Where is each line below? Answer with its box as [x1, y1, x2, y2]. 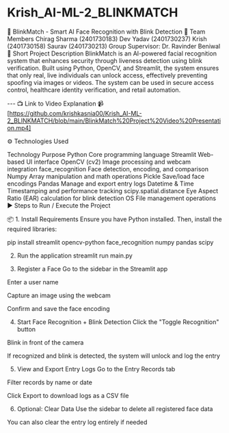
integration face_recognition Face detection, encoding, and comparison [7, 164, 208, 173]
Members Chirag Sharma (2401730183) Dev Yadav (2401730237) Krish [7, 34, 207, 42]
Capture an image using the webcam [7, 291, 111, 299]
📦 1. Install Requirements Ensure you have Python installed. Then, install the [7, 214, 222, 223]
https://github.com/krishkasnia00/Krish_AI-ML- [9, 109, 142, 117]
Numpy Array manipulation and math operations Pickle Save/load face [7, 172, 205, 180]
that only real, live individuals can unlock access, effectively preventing [7, 71, 208, 79]
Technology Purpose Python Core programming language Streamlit [7, 150, 197, 158]
